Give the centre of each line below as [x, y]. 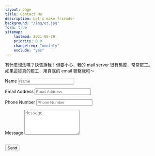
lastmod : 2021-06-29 [34, 37]
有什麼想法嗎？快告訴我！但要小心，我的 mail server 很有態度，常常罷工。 [79, 65]
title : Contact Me [23, 14]
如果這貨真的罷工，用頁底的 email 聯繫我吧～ [50, 70]
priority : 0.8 [28, 41]
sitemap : [14, 32]
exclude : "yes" [29, 50]
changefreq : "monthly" [37, 46]
